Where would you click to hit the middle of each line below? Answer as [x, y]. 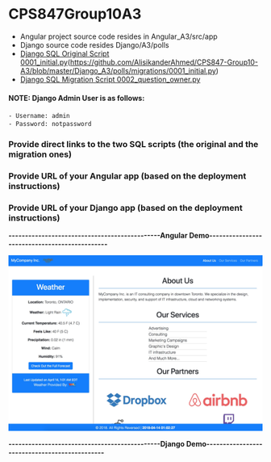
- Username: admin [39, 116]
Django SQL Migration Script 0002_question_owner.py [110, 79]
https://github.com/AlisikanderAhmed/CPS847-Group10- [164, 62]
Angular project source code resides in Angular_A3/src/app [119, 36]
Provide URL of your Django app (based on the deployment [126, 208]
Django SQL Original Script [65, 53]
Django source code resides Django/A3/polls [94, 44]
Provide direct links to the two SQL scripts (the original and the [133, 145]
